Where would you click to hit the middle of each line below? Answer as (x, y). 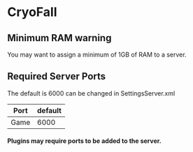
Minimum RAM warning (59, 38)
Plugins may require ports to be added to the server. (85, 141)
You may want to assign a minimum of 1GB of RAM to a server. (97, 54)
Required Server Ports (57, 76)
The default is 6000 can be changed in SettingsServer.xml (91, 93)
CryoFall (32, 12)
